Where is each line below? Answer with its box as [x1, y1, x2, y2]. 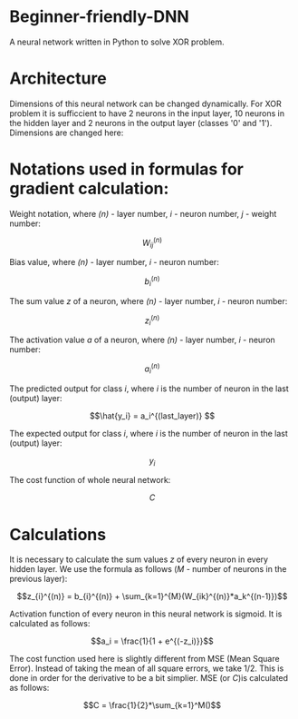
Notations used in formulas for [9, 159, 245, 180]
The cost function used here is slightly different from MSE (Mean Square [9, 654, 280, 665]
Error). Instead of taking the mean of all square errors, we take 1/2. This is [9, 663, 284, 674]
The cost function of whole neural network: [9, 475, 171, 486]
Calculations [9, 524, 107, 545]
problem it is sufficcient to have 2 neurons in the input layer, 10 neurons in [9, 107, 285, 119]
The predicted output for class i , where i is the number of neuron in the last [9, 383, 290, 394]
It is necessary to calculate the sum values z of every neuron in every [9, 554, 269, 565]
